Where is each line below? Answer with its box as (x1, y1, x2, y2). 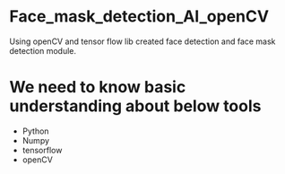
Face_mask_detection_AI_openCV (9, 6, 270, 27)
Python (22, 126, 49, 136)
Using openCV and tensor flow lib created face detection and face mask (9, 36, 276, 47)
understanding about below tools (9, 96, 262, 117)
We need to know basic (9, 77, 186, 98)
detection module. (9, 45, 77, 56)
